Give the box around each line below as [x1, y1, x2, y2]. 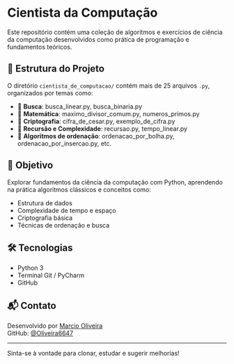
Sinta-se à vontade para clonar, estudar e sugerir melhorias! [7, 349, 180, 358]
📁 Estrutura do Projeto [7, 63, 104, 74]
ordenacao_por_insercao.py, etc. [17, 139, 112, 148]
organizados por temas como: [7, 88, 93, 97]
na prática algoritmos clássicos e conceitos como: [7, 185, 151, 193]
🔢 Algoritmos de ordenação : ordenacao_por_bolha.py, [17, 132, 175, 140]
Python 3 [17, 264, 44, 272]
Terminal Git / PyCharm [17, 271, 85, 280]
